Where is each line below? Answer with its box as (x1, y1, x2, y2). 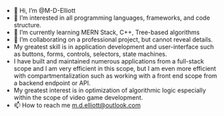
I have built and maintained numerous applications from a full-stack (13, 57, 204, 65)
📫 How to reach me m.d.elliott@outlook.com (13, 101, 141, 109)
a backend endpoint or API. (13, 79, 91, 87)
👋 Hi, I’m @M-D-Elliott (13, 7, 76, 14)
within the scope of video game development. (13, 93, 144, 102)
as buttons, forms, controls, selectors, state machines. (13, 50, 168, 58)
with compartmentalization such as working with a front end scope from (13, 72, 218, 80)
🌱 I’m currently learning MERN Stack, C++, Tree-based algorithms (13, 28, 200, 36)
